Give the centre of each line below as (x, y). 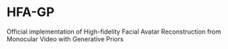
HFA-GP (31, 12)
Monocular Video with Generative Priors (65, 38)
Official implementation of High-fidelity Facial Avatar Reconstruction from (114, 31)
